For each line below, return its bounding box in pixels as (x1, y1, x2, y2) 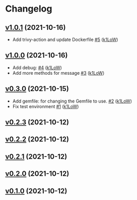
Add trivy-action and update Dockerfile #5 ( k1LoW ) (12, 36, 118, 42)
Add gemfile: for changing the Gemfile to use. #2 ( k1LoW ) (12, 98, 132, 104)
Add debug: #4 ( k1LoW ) (12, 64, 62, 71)
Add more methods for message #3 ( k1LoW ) (12, 70, 105, 76)
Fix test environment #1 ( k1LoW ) (12, 103, 79, 109)
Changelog (5, 3, 52, 15)
